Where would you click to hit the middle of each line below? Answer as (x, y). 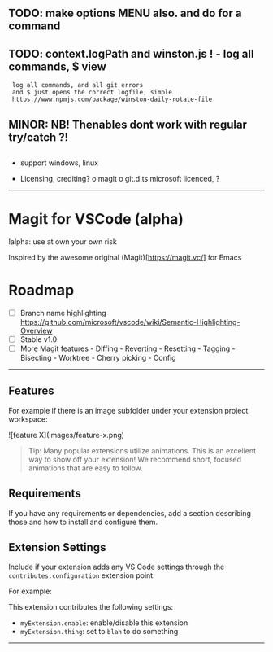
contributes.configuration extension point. (82, 575)
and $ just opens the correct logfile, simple (92, 93)
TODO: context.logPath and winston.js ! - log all (131, 53)
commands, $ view (58, 66)
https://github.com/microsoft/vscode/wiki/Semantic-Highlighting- (130, 322)
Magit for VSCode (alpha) (96, 219)
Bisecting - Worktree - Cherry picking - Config (98, 358)
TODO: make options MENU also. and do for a (125, 13)
